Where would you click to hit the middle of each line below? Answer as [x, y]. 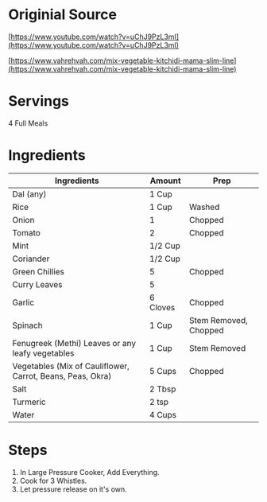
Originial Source [63, 15]
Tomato [27, 232]
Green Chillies [39, 271]
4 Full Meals [28, 123]
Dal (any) [29, 194]
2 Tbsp [163, 389]
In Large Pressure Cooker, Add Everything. [90, 472]
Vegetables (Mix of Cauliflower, [71, 366]
